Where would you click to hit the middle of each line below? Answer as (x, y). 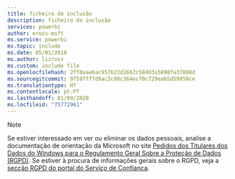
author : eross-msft (36, 33)
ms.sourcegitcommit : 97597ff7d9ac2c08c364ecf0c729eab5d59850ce (101, 79)
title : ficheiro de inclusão (50, 14)
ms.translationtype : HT (42, 85)
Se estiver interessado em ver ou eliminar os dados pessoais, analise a (109, 138)
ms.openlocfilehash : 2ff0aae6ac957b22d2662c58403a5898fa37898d (101, 72)
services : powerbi (34, 27)
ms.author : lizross (36, 59)
